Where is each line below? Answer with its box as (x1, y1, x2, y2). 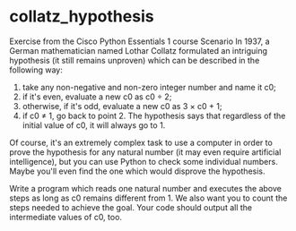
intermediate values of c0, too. (9, 211, 123, 222)
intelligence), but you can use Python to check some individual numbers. (9, 156, 278, 167)
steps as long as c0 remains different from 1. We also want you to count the (9, 192, 288, 203)
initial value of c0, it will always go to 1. (22, 119, 166, 131)
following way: (9, 64, 63, 75)
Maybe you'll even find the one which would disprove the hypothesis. (9, 166, 266, 176)
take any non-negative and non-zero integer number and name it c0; (22, 81, 276, 92)
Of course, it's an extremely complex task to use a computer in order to (9, 137, 274, 148)
